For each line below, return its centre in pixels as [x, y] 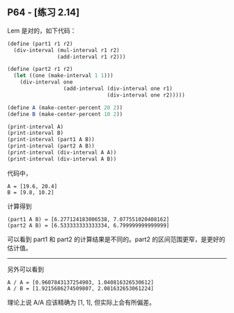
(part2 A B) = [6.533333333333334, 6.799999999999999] [88, 225]
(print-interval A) [36, 127]
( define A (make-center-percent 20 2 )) [65, 107]
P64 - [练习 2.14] [44, 13]
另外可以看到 [25, 269]
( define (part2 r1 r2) [40, 69]
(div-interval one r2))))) [146, 95]
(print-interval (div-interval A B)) [62, 159]
